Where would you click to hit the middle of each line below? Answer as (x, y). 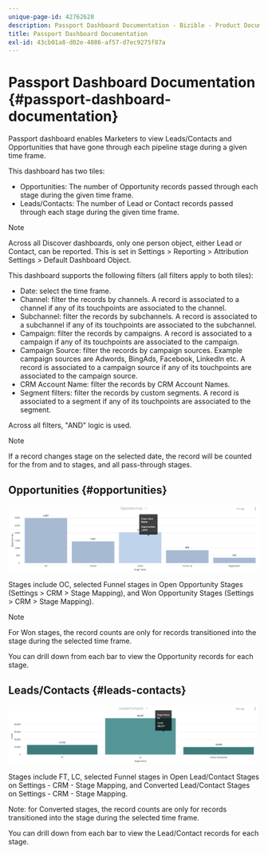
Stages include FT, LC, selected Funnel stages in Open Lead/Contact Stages (134, 777)
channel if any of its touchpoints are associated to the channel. (123, 308)
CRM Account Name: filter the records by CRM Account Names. (125, 384)
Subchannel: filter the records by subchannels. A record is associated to (138, 316)
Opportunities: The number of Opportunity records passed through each (139, 187)
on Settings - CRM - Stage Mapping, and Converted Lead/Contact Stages (129, 785)
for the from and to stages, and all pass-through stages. (100, 465)
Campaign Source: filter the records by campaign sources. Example (131, 351)
